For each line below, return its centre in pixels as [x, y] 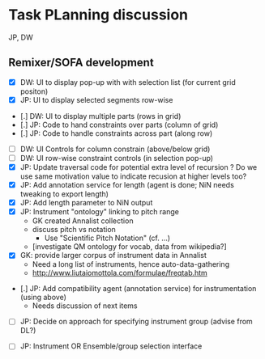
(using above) [43, 298]
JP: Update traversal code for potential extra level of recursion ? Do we [139, 167]
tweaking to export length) [64, 194]
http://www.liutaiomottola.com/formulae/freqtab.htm [120, 273]
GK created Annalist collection [83, 221]
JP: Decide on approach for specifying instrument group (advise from [136, 322]
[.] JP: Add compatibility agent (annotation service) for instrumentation [138, 289]
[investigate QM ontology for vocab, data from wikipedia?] [129, 247]
